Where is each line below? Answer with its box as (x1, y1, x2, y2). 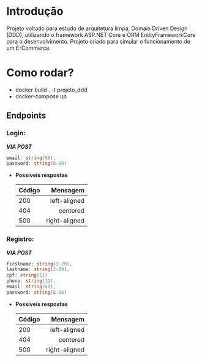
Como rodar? (6, 66, 75, 80)
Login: (6, 129, 26, 138)
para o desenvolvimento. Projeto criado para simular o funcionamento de (6, 37, 191, 45)
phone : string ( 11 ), (6, 278, 56, 284)
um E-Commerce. (6, 44, 51, 52)
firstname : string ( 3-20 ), (6, 261, 72, 267)
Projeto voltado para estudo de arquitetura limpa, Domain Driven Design (6, 25, 188, 32)
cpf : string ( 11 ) (6, 272, 48, 278)
